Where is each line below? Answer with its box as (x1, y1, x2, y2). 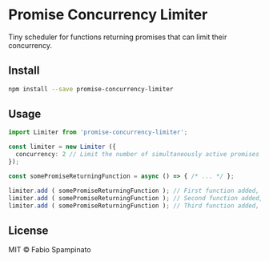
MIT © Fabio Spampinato (8, 245, 91, 255)
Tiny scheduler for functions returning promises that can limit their (8, 32, 227, 42)
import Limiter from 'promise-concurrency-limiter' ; (8, 128, 188, 137)
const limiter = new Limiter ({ (8, 143, 116, 151)
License (8, 223, 49, 237)
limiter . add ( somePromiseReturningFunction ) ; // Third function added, (8, 202, 260, 210)
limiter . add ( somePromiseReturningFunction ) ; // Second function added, (8, 194, 263, 202)
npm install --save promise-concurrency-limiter (8, 85, 174, 93)
